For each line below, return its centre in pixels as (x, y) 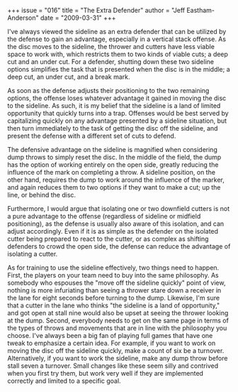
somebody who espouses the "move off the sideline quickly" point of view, (117, 283)
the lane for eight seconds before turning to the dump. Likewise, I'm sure (114, 298)
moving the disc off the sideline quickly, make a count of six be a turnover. (116, 350)
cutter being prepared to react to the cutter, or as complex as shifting (108, 239)
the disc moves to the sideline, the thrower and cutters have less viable (111, 47)
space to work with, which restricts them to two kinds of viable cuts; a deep (118, 54)
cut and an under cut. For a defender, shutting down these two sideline (111, 62)
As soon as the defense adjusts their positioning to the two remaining (108, 91)
